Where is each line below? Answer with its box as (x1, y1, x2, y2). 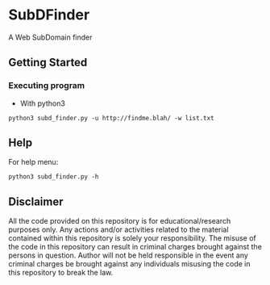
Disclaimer (8, 195, 64, 208)
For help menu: (8, 157, 59, 167)
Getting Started (8, 56, 88, 69)
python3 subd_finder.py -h (8, 173, 99, 181)
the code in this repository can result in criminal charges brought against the (8, 242, 262, 252)
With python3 (19, 98, 66, 108)
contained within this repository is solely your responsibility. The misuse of (8, 233, 256, 243)
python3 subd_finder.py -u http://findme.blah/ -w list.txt (8, 114, 215, 122)
